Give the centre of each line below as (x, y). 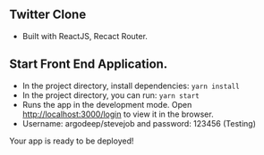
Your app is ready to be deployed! (72, 141)
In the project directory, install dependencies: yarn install (131, 86)
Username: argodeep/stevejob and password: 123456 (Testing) (139, 123)
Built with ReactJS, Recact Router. (85, 36)
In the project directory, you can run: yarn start (111, 95)
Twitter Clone (48, 15)
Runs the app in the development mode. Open (107, 104)
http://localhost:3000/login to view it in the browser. (118, 114)
